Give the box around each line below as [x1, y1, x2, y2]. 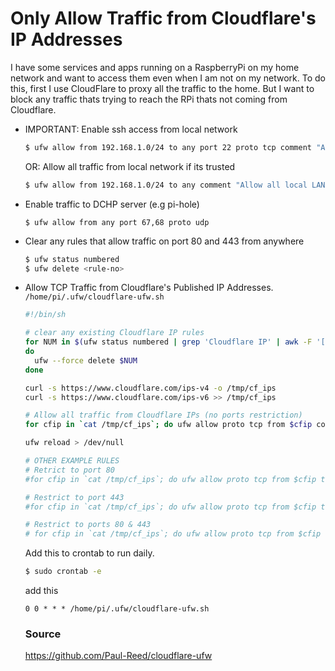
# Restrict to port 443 [24, 492, 125, 502]
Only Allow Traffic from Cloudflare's [10, 7, 317, 30]
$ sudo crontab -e [24, 567, 102, 577]
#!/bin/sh [24, 310, 67, 320]
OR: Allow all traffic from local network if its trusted [24, 160, 236, 172]
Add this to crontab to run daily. [24, 547, 155, 559]
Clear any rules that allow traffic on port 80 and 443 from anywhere [24, 235, 305, 247]
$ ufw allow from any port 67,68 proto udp [24, 217, 210, 227]
